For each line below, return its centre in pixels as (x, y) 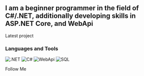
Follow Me (16, 69)
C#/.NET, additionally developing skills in (70, 16)
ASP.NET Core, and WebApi (49, 24)
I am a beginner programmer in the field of (72, 8)
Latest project (19, 36)
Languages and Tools (32, 48)
